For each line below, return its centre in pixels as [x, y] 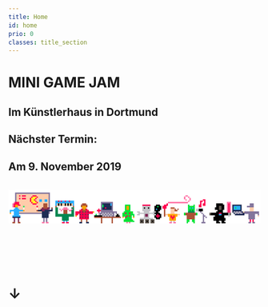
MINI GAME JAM [64, 83]
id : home [23, 25]
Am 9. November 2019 [65, 167]
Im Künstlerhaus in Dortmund [83, 112]
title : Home [28, 17]
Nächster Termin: [53, 140]
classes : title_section [48, 42]
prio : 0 [21, 34]
